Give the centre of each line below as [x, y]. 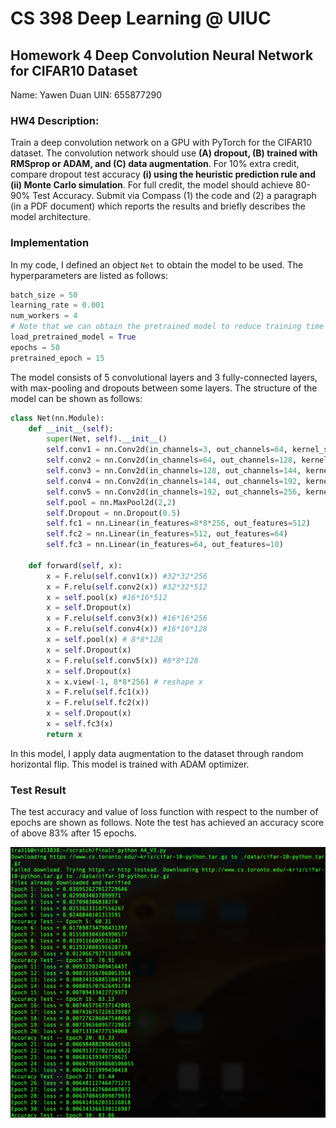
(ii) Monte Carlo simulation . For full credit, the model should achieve [152, 185]
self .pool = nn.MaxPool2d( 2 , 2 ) [111, 502]
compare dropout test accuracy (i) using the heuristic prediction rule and [163, 174]
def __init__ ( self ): [71, 428]
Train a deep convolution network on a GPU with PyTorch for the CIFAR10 [161, 143]
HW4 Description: [55, 120]
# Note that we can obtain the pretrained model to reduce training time [167, 327]
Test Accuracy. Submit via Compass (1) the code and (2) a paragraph [174, 196]
